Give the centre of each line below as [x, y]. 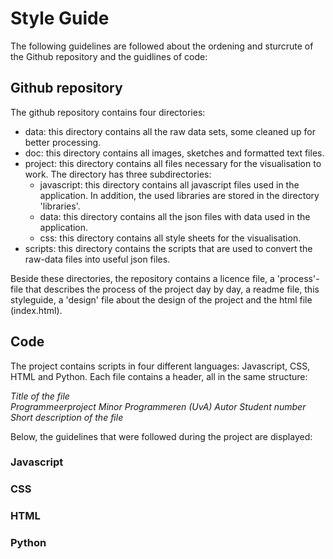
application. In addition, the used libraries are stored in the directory [179, 195]
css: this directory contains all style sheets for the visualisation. [170, 238]
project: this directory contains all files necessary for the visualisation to [173, 163]
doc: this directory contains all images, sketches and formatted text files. [174, 153]
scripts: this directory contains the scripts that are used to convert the [168, 248]
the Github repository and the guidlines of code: [109, 56]
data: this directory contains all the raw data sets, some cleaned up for [170, 131]
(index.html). [36, 310]
